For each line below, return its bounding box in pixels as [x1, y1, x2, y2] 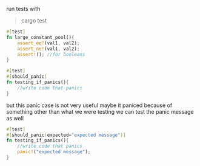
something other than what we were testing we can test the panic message [6, 108, 194, 115]
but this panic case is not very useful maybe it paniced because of [6, 102, 173, 109]
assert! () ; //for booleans [17, 51, 85, 57]
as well [6, 114, 24, 122]
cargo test [21, 17, 47, 24]
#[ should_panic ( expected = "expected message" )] [6, 132, 126, 138]
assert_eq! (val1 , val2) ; [17, 40, 80, 46]
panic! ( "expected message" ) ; [17, 149, 91, 155]
